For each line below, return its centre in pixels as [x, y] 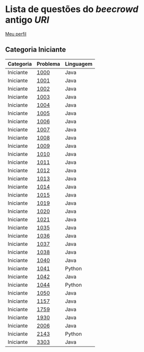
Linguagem [79, 64]
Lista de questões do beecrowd [72, 9]
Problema [48, 64]
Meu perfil [16, 34]
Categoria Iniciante [36, 50]
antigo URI [27, 20]
